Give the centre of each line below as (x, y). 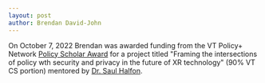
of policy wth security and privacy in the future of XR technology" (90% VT (132, 62)
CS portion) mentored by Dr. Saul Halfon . (75, 70)
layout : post (30, 15)
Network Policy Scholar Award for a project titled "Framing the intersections (133, 54)
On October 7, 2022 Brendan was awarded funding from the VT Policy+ (126, 45)
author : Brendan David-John (55, 23)
